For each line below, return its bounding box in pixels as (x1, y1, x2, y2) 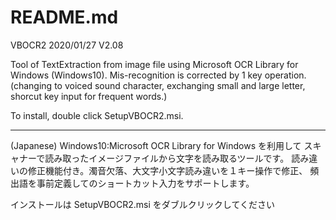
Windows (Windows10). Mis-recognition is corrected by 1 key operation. (10, 69, 307, 81)
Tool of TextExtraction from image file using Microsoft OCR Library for (10, 58, 299, 70)
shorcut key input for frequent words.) (10, 90, 168, 102)
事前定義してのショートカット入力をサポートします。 (36, 177, 255, 189)
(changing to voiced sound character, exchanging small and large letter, (10, 79, 306, 91)
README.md (10, 6, 119, 29)
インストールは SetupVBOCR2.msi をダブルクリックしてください (10, 198, 275, 210)
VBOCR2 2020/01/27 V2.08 (10, 39, 124, 51)
